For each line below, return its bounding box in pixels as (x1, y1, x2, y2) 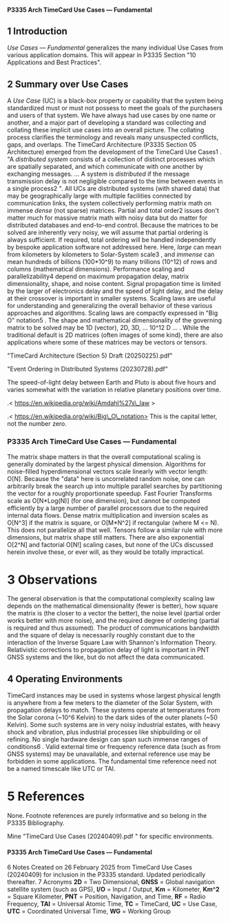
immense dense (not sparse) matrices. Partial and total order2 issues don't (7, 207, 219, 215)
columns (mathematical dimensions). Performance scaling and (7, 265, 185, 274)
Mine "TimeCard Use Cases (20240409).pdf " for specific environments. (7, 832, 214, 841)
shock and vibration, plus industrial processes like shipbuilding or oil (7, 728, 201, 737)
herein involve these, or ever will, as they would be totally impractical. (7, 548, 205, 556)
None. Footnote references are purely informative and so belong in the (7, 812, 207, 820)
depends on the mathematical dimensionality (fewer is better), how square (7, 602, 218, 610)
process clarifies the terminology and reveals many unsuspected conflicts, (7, 133, 219, 141)
